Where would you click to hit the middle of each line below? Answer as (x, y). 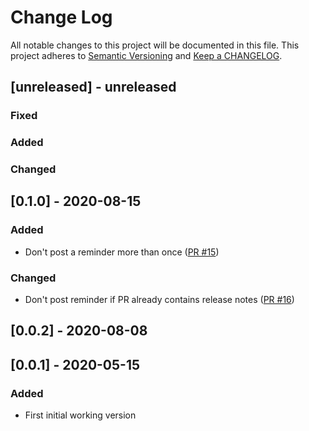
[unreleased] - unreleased (93, 87)
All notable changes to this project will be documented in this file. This (155, 45)
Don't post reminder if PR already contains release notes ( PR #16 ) (159, 300)
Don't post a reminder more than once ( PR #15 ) (122, 252)
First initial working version (80, 415)
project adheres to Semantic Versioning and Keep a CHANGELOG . (146, 55)
